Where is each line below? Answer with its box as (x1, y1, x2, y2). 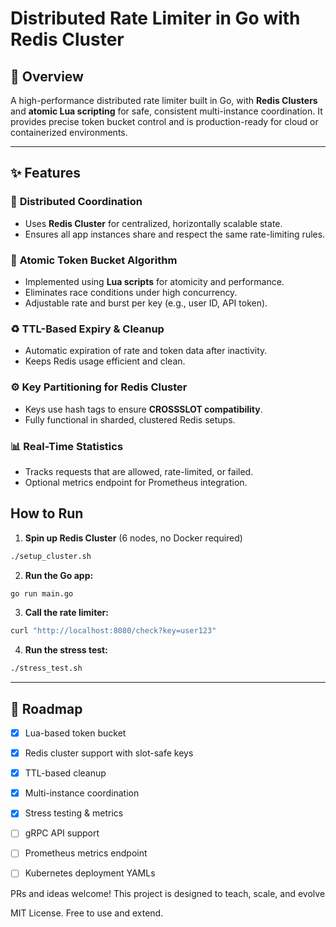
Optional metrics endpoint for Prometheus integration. (24, 476, 248, 488)
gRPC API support (24, 827, 100, 839)
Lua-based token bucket (24, 727, 127, 739)
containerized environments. (10, 127, 128, 138)
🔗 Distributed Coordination (10, 195, 143, 209)
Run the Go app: (24, 569, 94, 581)
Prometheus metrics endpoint (24, 847, 148, 859)
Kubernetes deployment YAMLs (24, 867, 156, 879)
